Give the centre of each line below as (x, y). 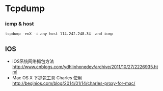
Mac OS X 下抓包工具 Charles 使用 (47, 78)
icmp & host (20, 24)
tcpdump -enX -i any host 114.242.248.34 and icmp (59, 34)
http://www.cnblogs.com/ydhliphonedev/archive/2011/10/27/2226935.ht (85, 67)
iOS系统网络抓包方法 (33, 61)
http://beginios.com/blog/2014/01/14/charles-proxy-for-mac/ (74, 83)
